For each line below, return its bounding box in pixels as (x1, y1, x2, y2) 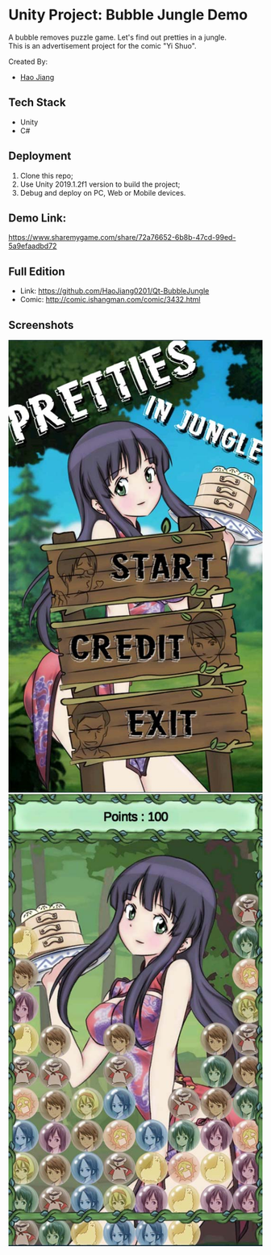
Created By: (8, 57, 48, 66)
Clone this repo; (19, 171, 74, 180)
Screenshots (8, 318, 74, 332)
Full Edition (8, 264, 66, 278)
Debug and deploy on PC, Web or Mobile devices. (19, 187, 186, 197)
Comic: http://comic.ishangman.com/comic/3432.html (19, 295, 201, 305)
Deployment (8, 150, 72, 163)
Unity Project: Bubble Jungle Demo (8, 6, 248, 24)
